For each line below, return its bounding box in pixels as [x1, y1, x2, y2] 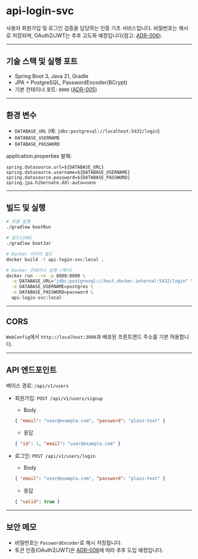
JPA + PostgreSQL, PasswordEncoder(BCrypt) [14, 79, 128, 86]
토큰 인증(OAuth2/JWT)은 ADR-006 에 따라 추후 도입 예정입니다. [14, 546, 164, 554]
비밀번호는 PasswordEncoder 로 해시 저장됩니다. [14, 539, 123, 546]
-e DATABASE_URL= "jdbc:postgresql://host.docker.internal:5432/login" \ [11, 278, 194, 285]
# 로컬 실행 [6, 219, 31, 225]
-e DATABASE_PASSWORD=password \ [11, 289, 94, 295]
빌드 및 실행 [6, 202, 46, 212]
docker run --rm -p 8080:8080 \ [6, 273, 85, 279]
